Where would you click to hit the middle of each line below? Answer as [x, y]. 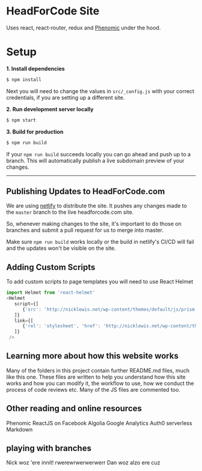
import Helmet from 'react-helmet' [51, 293]
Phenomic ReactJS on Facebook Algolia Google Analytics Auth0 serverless [99, 423]
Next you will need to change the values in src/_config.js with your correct [100, 91]
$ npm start [21, 120]
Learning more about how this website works [92, 356]
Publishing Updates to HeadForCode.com [86, 191]
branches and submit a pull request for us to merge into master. [85, 230]
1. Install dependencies [35, 68]
